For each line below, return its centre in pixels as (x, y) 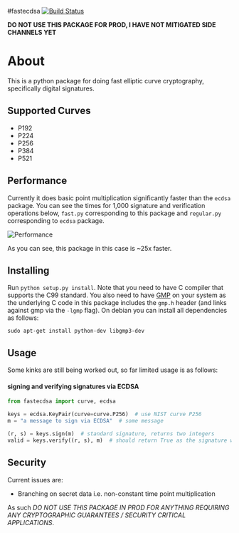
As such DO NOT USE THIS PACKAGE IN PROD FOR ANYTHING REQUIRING (118, 507)
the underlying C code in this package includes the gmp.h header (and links (117, 303)
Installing (28, 270)
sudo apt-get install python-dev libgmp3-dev (76, 331)
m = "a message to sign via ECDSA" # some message (85, 421)
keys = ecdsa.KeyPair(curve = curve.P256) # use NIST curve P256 (105, 414)
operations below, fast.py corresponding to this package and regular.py (115, 213)
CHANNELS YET (32, 32)
